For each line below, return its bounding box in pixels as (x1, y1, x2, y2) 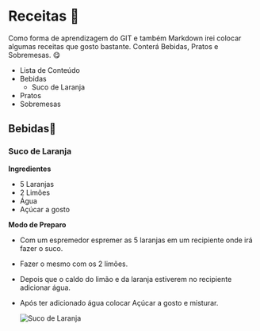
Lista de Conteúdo (19, 65, 81, 74)
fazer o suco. (19, 243, 63, 253)
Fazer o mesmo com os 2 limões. (19, 259, 128, 268)
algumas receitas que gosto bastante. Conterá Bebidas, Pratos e (8, 41, 219, 51)
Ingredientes (8, 164, 52, 173)
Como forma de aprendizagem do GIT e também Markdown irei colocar (8, 33, 242, 43)
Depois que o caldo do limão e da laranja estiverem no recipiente (19, 274, 232, 283)
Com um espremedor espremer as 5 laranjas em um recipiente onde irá (19, 235, 253, 245)
